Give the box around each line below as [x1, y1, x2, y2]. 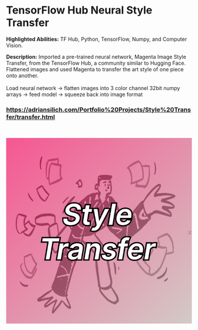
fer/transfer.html [6, 113, 55, 121]
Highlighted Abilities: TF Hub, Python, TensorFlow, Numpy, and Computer [6, 35, 187, 42]
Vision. [6, 42, 23, 49]
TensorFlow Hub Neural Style [6, 4, 153, 17]
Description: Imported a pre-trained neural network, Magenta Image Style [6, 53, 187, 60]
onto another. [6, 72, 39, 79]
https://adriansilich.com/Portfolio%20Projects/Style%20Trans [6, 105, 192, 114]
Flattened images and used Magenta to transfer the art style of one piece [6, 65, 184, 72]
